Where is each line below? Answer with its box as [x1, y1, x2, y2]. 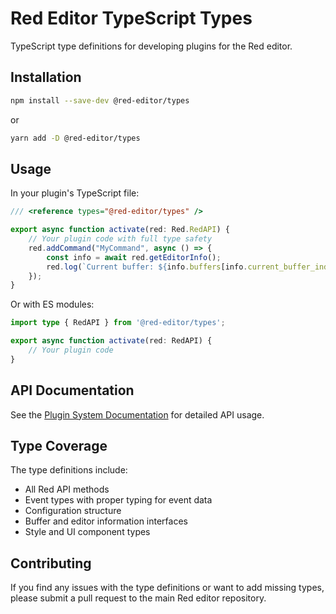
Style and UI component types [24, 526, 151, 538]
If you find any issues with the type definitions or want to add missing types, [10, 582, 325, 594]
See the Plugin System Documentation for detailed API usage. [10, 408, 265, 421]
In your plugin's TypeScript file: [10, 187, 140, 199]
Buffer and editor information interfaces [24, 515, 188, 527]
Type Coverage [10, 438, 108, 455]
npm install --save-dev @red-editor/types [10, 95, 190, 106]
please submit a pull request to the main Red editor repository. [10, 592, 267, 604]
